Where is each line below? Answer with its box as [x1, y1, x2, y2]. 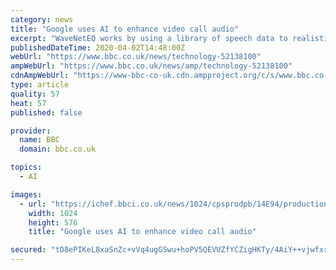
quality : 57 [10, 89, 60, 99]
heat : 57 [10, 98, 47, 108]
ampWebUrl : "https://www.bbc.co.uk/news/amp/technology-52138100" [10, 61, 293, 71]
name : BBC [19, 135, 60, 145]
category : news [10, 14, 74, 25]
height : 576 [28, 217, 78, 228]
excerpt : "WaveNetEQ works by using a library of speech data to [10, 33, 288, 43]
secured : [10, 245, 47, 255]
